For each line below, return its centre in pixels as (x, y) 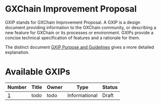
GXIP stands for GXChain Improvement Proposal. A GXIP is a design (73, 22)
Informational (82, 95)
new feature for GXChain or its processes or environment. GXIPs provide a (79, 32)
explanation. (17, 52)
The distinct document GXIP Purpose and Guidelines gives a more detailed (80, 47)
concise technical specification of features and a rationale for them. (73, 38)
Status (110, 87)
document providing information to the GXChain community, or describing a (81, 27)
